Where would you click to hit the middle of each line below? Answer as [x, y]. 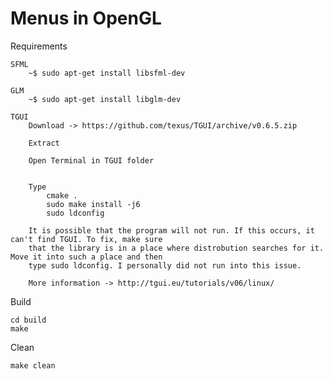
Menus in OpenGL [86, 18]
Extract [44, 143]
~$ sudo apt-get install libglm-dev [105, 99]
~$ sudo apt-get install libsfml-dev [107, 73]
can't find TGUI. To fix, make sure [86, 239]
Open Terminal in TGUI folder [91, 160]
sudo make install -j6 [93, 204]
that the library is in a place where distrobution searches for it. [176, 248]
